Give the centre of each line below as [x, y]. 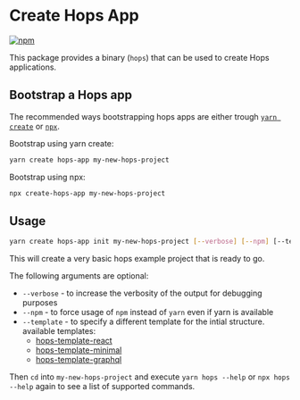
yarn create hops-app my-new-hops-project [89, 160]
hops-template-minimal [79, 350]
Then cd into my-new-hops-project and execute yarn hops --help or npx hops [150, 377]
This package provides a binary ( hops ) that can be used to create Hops [139, 57]
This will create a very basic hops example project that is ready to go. [137, 259]
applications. [33, 67]
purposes [40, 303]
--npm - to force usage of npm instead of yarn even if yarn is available [148, 312]
